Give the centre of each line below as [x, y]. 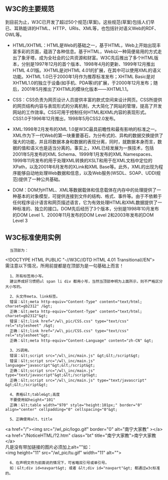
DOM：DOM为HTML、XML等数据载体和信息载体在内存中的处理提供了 [85, 190]
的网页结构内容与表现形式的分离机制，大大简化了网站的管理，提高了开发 [87, 106]
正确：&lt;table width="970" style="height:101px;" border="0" [76, 405]
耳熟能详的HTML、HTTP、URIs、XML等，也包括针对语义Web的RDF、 [86, 28]
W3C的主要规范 [30, 9]
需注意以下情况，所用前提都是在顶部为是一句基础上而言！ [64, 266]
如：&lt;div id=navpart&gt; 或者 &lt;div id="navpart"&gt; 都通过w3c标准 [85, 468]
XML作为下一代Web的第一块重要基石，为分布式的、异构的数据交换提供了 [88, 135]
